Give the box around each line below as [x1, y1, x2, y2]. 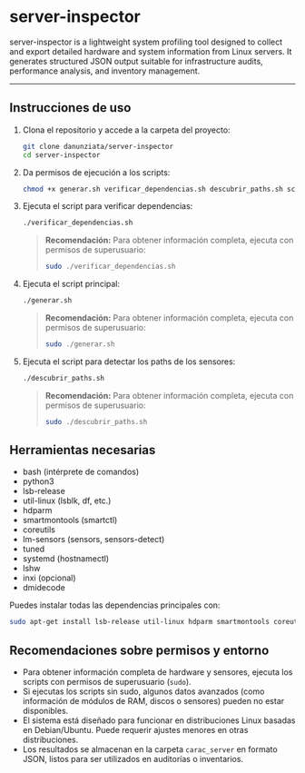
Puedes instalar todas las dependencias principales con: [9, 600, 221, 610]
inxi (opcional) [22, 572, 76, 583]
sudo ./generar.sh [44, 340, 115, 349]
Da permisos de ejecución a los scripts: [22, 166, 171, 178]
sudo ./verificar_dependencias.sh [44, 262, 176, 272]
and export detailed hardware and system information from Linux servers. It [9, 45, 292, 56]
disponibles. [22, 706, 69, 717]
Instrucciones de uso [9, 100, 132, 115]
